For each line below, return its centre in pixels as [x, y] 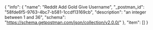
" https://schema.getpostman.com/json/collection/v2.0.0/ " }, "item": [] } [76, 22]
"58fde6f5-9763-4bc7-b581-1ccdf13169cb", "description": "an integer [76, 12]
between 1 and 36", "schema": [35, 17]
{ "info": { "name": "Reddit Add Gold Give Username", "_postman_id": [75, 7]
